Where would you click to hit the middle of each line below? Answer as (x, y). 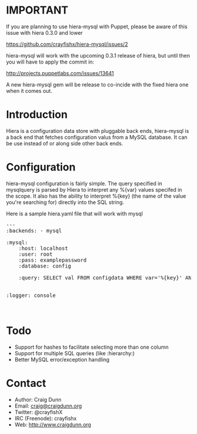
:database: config (45, 266)
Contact (26, 383)
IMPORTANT (37, 10)
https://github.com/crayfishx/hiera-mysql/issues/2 (67, 44)
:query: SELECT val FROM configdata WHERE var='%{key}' (101, 278)
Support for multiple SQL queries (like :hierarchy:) (74, 353)
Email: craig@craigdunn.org (48, 406)
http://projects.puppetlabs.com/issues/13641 (60, 73)
